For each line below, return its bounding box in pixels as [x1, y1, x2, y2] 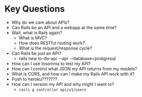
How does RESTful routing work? [18, 40, 85, 46]
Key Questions [4, 3, 65, 15]
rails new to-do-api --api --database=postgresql [18, 55, 116, 61]
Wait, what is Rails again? [11, 30, 63, 35]
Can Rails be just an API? [11, 50, 62, 56]
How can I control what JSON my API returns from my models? [11, 65, 138, 71]
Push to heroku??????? [11, 76, 58, 82]
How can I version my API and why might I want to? [11, 81, 114, 87]
